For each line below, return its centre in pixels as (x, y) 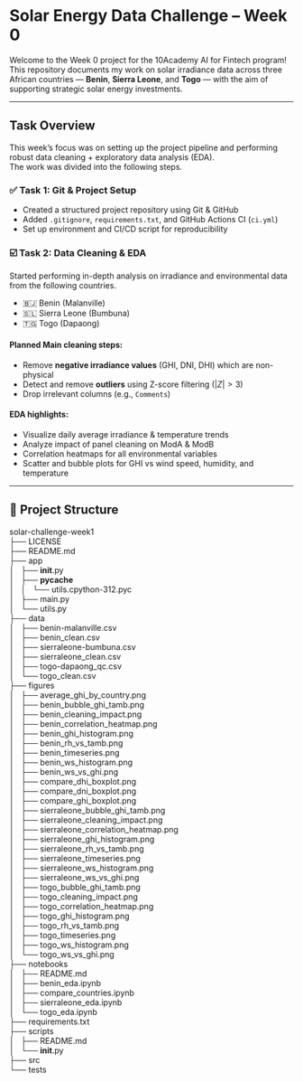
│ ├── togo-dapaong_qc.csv (66, 666)
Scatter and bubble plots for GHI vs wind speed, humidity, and (138, 463)
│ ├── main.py (40, 598)
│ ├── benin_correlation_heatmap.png (83, 723)
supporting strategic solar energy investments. (96, 89)
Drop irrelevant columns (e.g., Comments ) (96, 393)
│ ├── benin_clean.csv (55, 637)
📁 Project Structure (64, 510)
